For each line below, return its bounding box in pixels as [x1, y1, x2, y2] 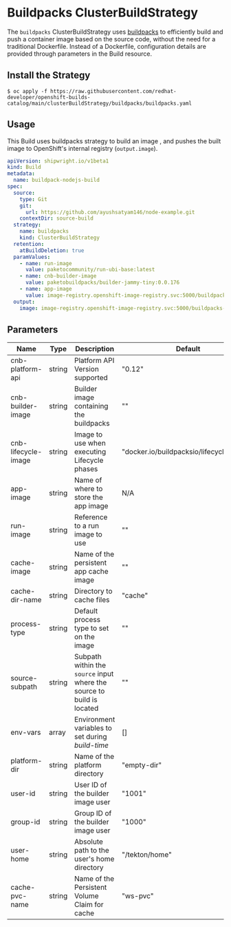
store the [74, 492, 103, 502]
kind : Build [7, 164, 41, 171]
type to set [74, 623, 109, 633]
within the [74, 660, 107, 670]
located [74, 704, 99, 714]
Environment [74, 715, 115, 725]
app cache [74, 567, 109, 576]
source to [74, 687, 105, 696]
